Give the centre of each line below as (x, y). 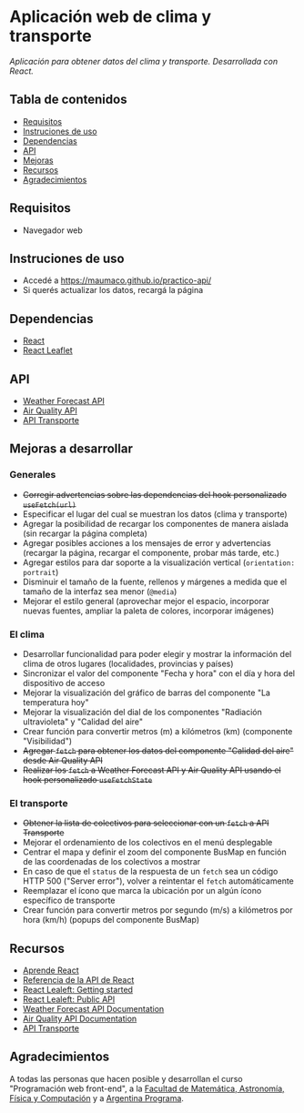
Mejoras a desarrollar (71, 449)
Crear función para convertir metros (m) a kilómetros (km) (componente (157, 731)
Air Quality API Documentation (80, 1019)
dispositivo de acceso (64, 683)
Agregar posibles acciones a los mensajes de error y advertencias (147, 542)
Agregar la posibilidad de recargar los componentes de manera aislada (156, 523)
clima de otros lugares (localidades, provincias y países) (128, 663)
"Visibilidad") (47, 741)
